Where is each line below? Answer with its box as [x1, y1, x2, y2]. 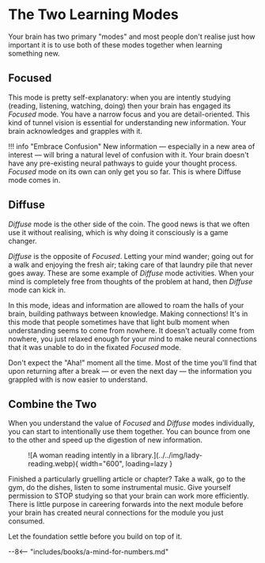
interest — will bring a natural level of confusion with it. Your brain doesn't [8, 150, 249, 159]
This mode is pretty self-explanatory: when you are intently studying [8, 93, 231, 102]
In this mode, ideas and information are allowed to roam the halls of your [8, 300, 244, 310]
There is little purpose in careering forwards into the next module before [8, 500, 244, 509]
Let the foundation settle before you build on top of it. [8, 532, 183, 542]
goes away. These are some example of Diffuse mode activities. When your [8, 268, 255, 278]
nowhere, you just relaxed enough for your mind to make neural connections [8, 334, 257, 344]
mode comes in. [8, 175, 61, 184]
